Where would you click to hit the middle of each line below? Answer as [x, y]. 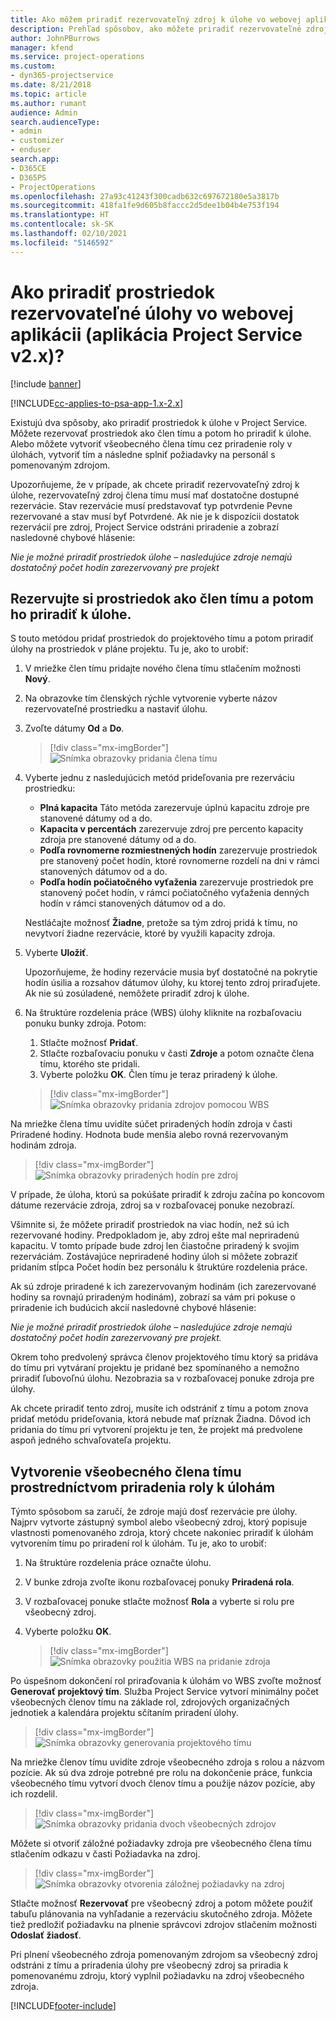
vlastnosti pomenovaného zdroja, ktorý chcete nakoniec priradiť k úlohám [162, 1533]
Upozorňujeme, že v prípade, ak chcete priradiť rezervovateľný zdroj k [155, 484]
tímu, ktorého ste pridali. [89, 1064]
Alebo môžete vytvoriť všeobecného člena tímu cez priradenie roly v [151, 443]
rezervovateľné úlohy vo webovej [152, 313]
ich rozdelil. [34, 1794]
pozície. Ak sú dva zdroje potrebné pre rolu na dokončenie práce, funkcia [161, 1773]
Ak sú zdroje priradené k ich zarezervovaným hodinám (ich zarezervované [163, 1287]
